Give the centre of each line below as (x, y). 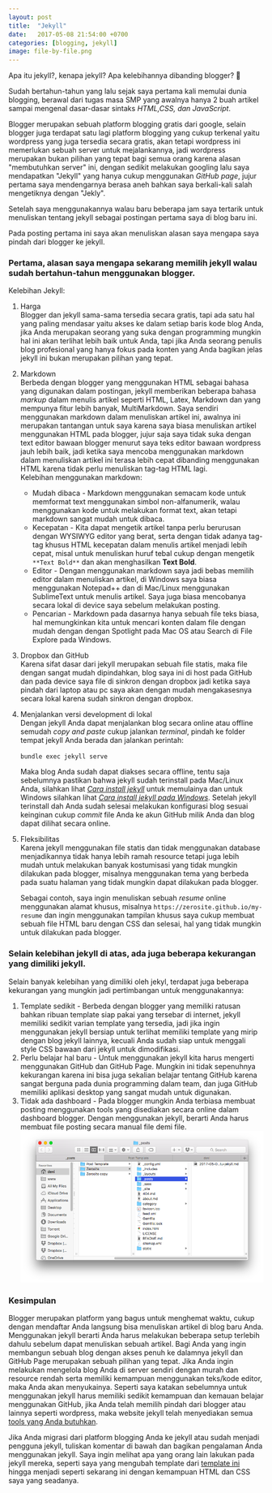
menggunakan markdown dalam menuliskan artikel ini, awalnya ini (130, 417)
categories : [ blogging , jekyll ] (63, 43)
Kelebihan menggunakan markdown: (81, 477)
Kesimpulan (32, 1301)
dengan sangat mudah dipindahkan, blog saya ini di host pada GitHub (136, 673)
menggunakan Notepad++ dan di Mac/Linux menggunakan (131, 588)
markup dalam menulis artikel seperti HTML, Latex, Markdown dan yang (140, 400)
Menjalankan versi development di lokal (86, 714)
